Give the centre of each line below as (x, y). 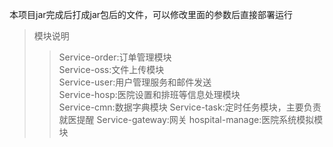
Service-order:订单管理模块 (115, 57)
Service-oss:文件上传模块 (111, 69)
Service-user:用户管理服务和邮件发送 (135, 82)
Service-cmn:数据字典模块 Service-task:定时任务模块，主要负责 (190, 107)
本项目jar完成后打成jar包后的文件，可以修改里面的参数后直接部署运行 (151, 14)
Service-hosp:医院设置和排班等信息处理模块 (149, 94)
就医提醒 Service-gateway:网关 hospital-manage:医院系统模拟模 (191, 119)
